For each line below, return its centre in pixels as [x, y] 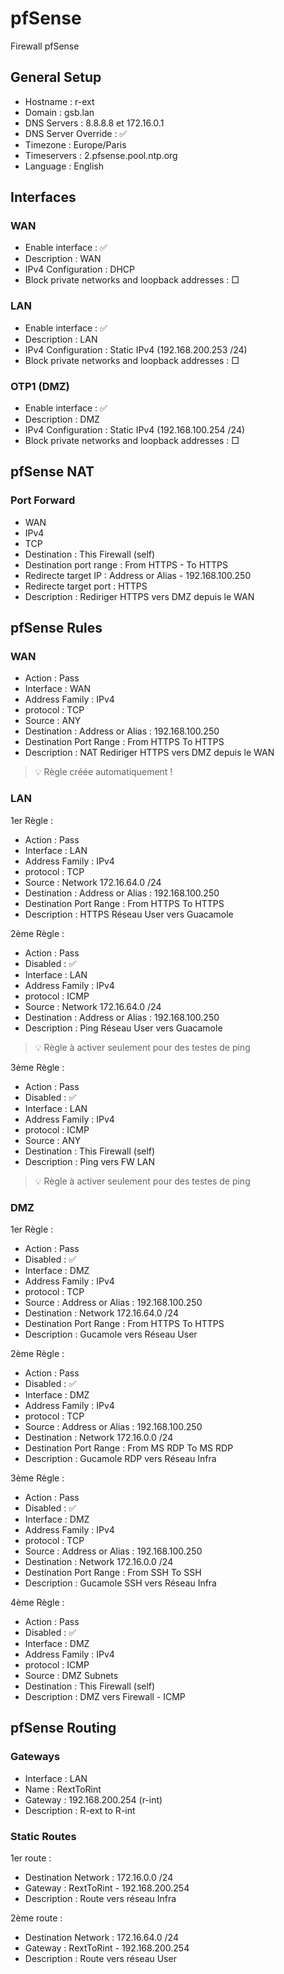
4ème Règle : [37, 1602]
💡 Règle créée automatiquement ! [103, 772]
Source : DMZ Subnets [71, 1675]
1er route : [31, 1858]
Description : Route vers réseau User [100, 1958]
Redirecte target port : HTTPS [86, 586]
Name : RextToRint [63, 1789]
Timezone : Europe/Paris [75, 144]
